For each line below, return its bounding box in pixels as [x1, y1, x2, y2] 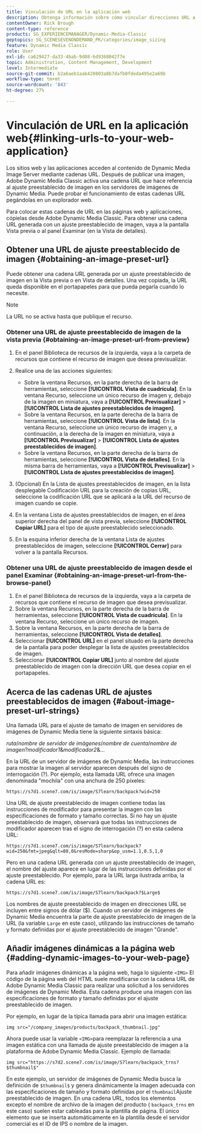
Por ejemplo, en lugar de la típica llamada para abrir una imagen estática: [6, 1012, 188, 1020]
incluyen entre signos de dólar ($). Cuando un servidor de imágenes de [6, 907, 184, 914]
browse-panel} [6, 579, 52, 587]
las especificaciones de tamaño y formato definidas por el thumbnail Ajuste [6, 1088, 192, 1095]
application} [6, 144, 69, 158]
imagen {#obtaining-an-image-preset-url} [6, 254, 169, 264]
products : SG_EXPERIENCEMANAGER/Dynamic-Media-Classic [6, 31, 147, 37]
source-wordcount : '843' [6, 82, 69, 88]
